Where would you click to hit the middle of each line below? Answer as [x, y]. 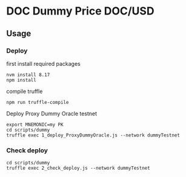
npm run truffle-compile [38, 102]
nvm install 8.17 [28, 75]
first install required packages [43, 63]
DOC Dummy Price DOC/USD [80, 11]
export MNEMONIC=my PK [35, 124]
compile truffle [25, 91]
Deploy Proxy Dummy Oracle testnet [52, 114]
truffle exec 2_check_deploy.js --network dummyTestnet [78, 168]
